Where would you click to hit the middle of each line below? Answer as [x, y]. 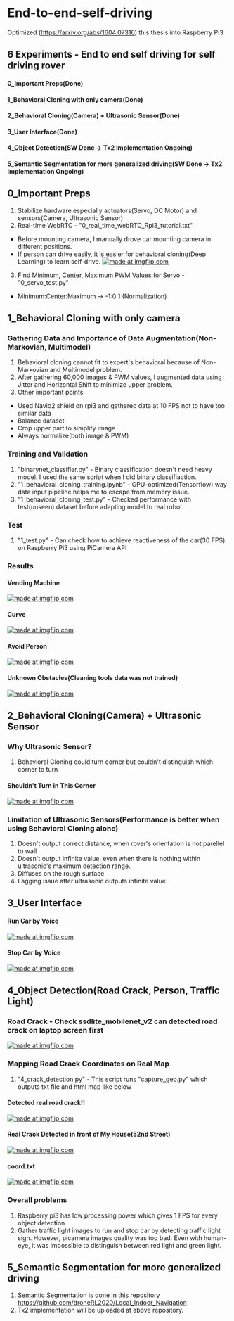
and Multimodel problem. [86, 370]
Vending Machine [34, 582]
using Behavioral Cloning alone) [63, 828]
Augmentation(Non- [181, 338]
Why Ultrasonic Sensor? [50, 747]
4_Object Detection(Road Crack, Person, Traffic [113, 991]
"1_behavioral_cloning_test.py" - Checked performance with [104, 499]
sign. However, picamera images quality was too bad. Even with [110, 1238]
